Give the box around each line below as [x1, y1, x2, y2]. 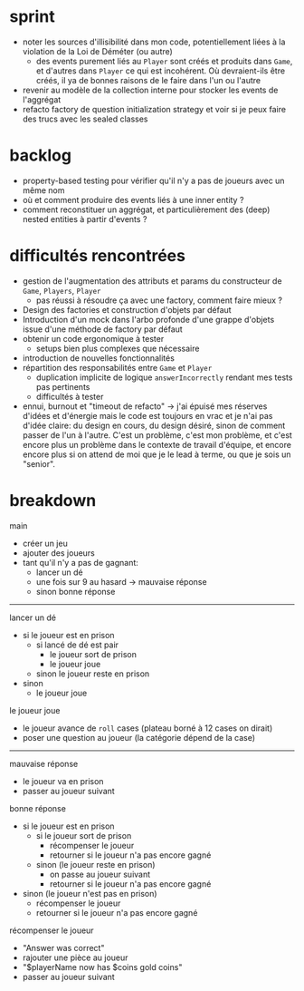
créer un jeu [22, 538, 68, 549]
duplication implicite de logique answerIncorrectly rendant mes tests [35, 372, 293, 383]
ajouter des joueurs [22, 547, 95, 559]
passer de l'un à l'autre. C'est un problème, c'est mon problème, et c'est [22, 429, 292, 441]
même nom [22, 184, 65, 196]
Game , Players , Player [22, 285, 101, 296]
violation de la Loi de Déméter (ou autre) [22, 45, 174, 56]
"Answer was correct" [22, 942, 105, 953]
